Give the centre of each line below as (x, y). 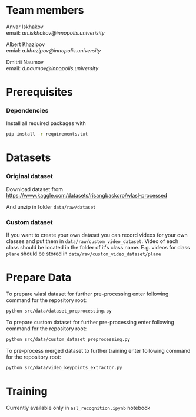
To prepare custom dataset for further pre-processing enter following (90, 322)
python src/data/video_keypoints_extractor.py (64, 367)
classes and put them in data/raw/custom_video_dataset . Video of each (92, 241)
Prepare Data (39, 278)
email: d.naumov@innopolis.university (52, 68)
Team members (45, 10)
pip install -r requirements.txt (47, 134)
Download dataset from (35, 189)
